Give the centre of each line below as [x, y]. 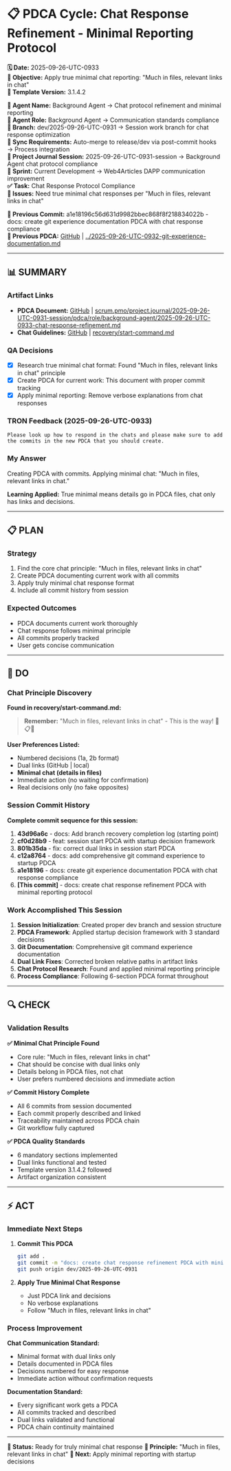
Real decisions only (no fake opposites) [73, 787]
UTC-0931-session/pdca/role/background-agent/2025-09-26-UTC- [114, 317]
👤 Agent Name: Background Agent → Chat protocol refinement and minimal [114, 105]
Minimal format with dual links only [66, 1357]
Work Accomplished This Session [65, 910]
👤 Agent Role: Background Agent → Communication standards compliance [113, 120]
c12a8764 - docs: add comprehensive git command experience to [111, 856]
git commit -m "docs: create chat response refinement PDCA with [112, 1263]
